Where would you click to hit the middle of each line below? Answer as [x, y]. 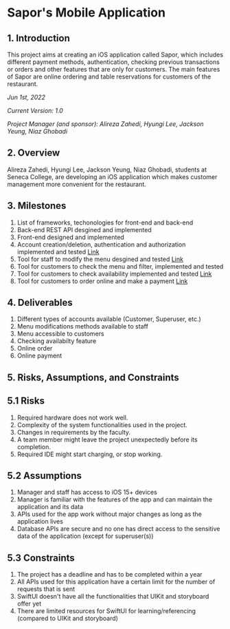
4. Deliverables [40, 303]
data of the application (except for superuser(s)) [85, 536]
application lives [40, 522]
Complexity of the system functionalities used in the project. [102, 424]
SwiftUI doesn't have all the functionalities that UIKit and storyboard [113, 597]
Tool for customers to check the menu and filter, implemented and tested [120, 266]
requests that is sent [46, 589]
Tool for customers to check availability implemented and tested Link [114, 274]
